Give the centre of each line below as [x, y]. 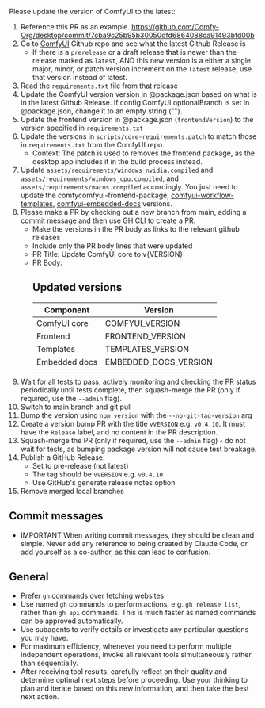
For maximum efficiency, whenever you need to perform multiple [126, 646]
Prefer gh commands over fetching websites [92, 596]
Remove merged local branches [72, 491]
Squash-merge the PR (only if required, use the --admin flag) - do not [133, 440]
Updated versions [77, 287]
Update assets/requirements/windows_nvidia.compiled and [117, 170]
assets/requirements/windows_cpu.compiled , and [99, 178]
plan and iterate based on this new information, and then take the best [135, 688]
